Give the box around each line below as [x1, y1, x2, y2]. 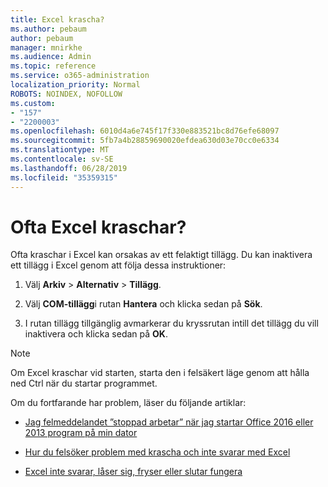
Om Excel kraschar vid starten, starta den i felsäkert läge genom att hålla [10, 367, 310, 379]
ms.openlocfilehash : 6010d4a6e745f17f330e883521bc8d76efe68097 [10, 126, 280, 136]
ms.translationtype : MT [10, 145, 110, 155]
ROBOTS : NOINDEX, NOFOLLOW [10, 89, 123, 99]
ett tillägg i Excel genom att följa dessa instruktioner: [10, 259, 227, 271]
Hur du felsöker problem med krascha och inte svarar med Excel [24, 446, 291, 458]
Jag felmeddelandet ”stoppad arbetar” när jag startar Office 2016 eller [24, 416, 314, 428]
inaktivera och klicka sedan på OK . [24, 328, 168, 340]
